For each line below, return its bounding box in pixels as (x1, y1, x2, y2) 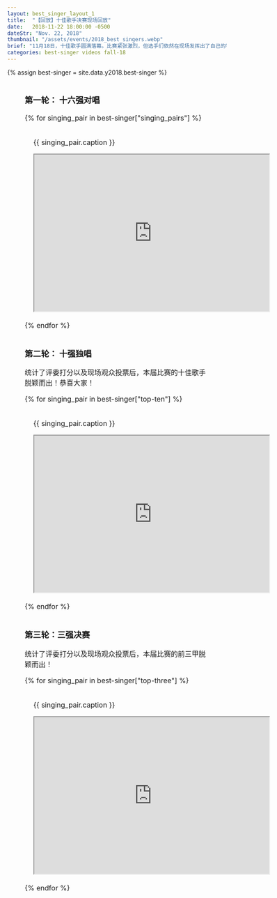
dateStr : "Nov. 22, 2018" (7, 29, 82, 37)
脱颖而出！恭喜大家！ (24, 378, 95, 388)
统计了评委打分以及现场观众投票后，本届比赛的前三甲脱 (24, 649, 207, 659)
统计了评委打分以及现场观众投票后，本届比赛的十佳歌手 (24, 367, 207, 377)
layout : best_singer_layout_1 (7, 10, 95, 17)
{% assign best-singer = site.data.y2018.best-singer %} (7, 68, 167, 77)
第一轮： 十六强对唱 (24, 95, 100, 105)
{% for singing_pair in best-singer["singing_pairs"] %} (24, 113, 202, 123)
